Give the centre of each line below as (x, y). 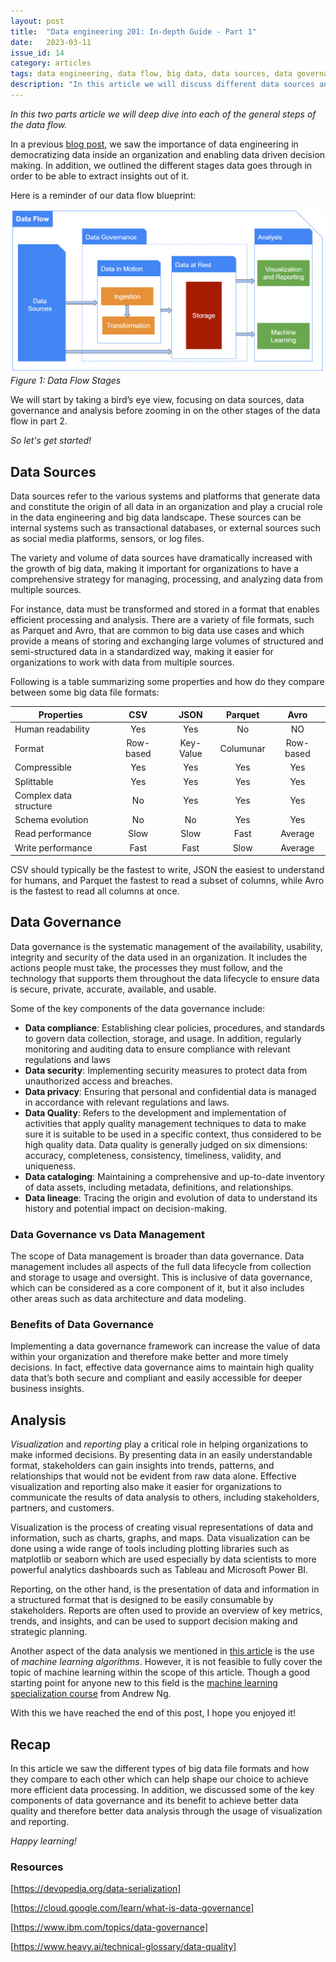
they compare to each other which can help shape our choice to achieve (159, 1779)
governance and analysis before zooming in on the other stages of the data (165, 411)
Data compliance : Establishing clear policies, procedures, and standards (174, 1027)
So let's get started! (51, 441)
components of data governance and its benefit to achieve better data (154, 1801)
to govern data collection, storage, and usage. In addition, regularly (163, 1038)
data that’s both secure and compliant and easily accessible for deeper (156, 1378)
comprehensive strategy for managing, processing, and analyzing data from (166, 579)
